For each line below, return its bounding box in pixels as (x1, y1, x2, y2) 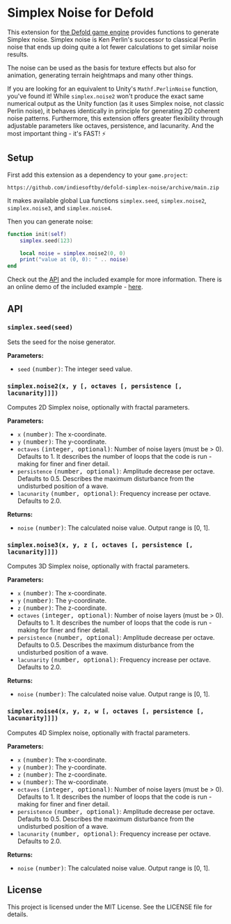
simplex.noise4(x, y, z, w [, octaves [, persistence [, (7, 707, 205, 715)
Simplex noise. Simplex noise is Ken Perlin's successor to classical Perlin (7, 35, 216, 43)
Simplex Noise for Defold (7, 5, 154, 21)
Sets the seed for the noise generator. (7, 338, 116, 346)
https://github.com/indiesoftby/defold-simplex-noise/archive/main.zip (7, 184, 219, 191)
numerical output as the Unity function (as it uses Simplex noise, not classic (7, 99, 225, 107)
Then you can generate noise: (7, 217, 93, 226)
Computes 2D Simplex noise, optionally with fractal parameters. (7, 403, 190, 412)
